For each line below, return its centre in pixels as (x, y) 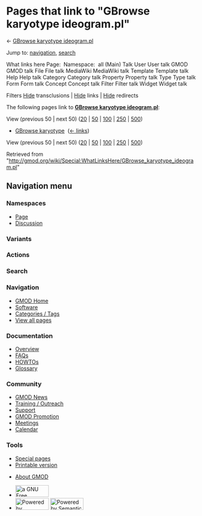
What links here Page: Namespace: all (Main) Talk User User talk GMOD (97, 64)
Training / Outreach (39, 404)
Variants (19, 239)
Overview (27, 349)
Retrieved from (25, 154)
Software (26, 307)
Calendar (26, 429)
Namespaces (26, 203)
